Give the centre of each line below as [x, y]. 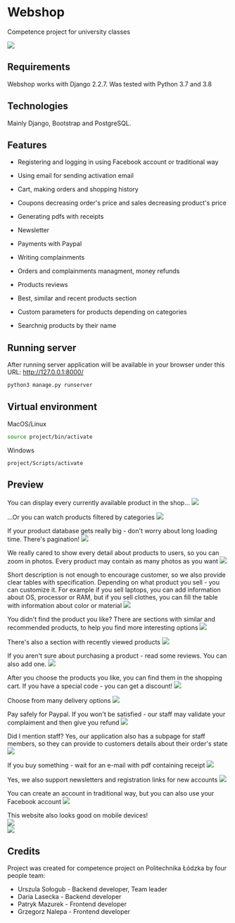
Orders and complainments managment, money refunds [99, 271]
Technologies [38, 106]
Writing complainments [51, 257]
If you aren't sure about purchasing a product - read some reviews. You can [117, 656]
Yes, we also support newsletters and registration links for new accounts [113, 779]
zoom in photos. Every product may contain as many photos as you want [113, 561]
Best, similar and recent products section [77, 298]
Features [27, 145]
